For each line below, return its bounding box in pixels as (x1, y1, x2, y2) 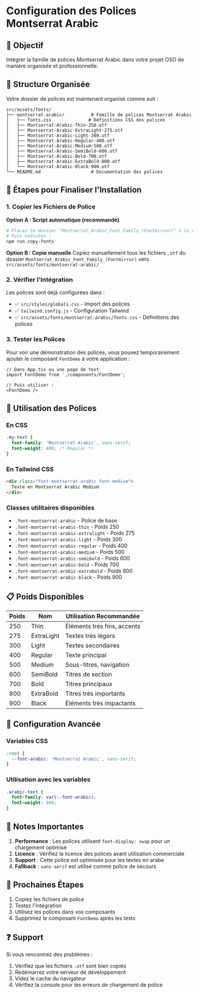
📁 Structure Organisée (6, 79, 90, 89)
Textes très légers (65, 631, 115, 640)
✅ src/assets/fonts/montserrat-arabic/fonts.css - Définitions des (14, 314, 179, 321)
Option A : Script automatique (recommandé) (6, 216, 120, 223)
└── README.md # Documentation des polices (6, 169, 163, 175)
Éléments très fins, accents (65, 622, 141, 630)
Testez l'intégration (14, 902, 62, 909)
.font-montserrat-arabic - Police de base (14, 517, 117, 524)
